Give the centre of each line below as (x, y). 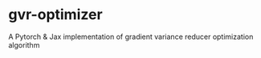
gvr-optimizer (55, 15)
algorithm (24, 44)
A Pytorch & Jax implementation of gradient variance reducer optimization (131, 37)
